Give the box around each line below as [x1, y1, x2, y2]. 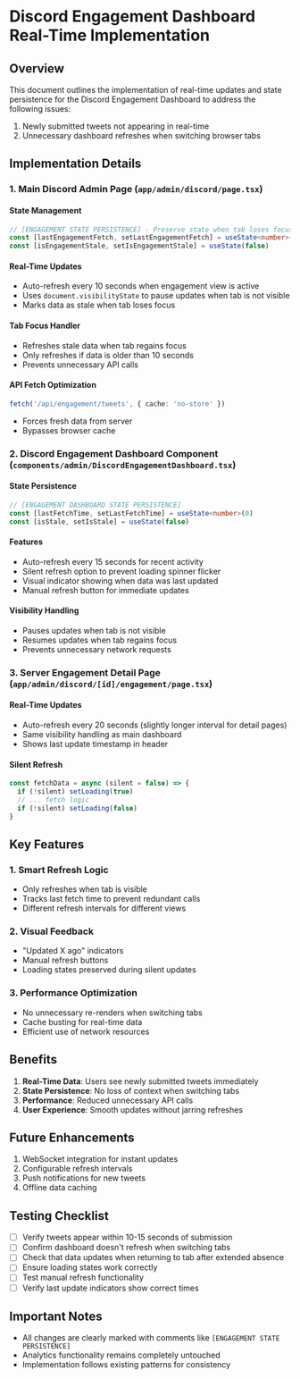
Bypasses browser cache [21, 425, 116, 435]
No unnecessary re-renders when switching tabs [21, 1007, 203, 1018]
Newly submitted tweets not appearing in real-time [21, 121, 210, 131]
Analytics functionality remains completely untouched [21, 1350, 221, 1360]
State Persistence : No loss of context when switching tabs [21, 1085, 240, 1096]
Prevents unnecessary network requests [21, 643, 171, 654]
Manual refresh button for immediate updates [21, 584, 189, 595]
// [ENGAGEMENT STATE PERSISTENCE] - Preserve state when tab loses [9, 225, 270, 234]
